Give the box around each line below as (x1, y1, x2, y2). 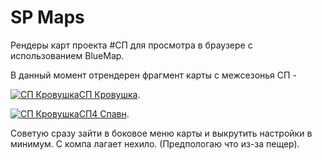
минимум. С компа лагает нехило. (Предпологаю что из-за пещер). (10, 137, 300, 150)
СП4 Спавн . (78, 107, 130, 120)
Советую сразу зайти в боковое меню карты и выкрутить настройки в (10, 127, 313, 139)
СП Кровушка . (78, 88, 141, 100)
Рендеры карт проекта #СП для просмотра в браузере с (10, 39, 253, 51)
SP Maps (10, 6, 85, 29)
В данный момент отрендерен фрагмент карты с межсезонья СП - (10, 69, 297, 81)
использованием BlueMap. (10, 49, 125, 61)
